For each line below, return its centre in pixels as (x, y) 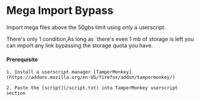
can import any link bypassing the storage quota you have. (80, 45)
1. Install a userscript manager (49, 72)
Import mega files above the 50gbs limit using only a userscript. (86, 27)
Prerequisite (22, 59)
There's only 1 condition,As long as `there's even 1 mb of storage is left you (100, 39)
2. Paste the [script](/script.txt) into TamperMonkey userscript (92, 88)
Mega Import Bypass (60, 11)
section (16, 93)
